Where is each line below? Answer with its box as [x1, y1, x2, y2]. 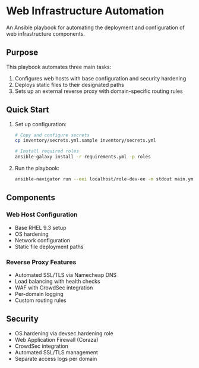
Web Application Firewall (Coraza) [14, 336, 99, 343]
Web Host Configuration [6, 210, 78, 219]
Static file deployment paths [14, 243, 84, 250]
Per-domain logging [14, 290, 64, 297]
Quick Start [6, 105, 49, 115]
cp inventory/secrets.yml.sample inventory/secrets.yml [14, 138, 156, 144]
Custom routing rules [14, 297, 67, 304]
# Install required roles [14, 148, 79, 154]
